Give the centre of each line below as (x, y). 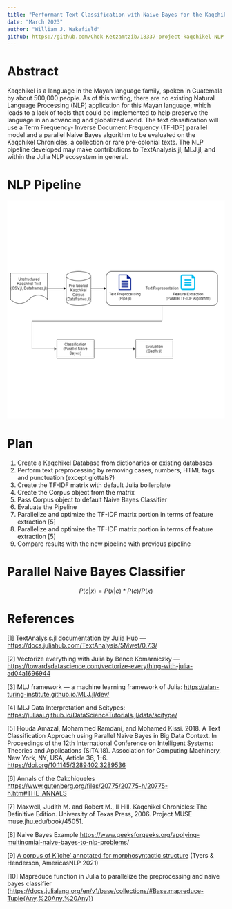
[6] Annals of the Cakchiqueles (51, 778)
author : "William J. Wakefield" (54, 29)
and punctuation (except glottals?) (66, 478)
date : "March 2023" (35, 22)
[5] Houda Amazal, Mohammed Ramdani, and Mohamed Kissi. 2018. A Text (114, 728)
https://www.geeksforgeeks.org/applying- (140, 834)
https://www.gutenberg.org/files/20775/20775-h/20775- (88, 786)
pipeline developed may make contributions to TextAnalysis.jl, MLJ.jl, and (111, 149)
